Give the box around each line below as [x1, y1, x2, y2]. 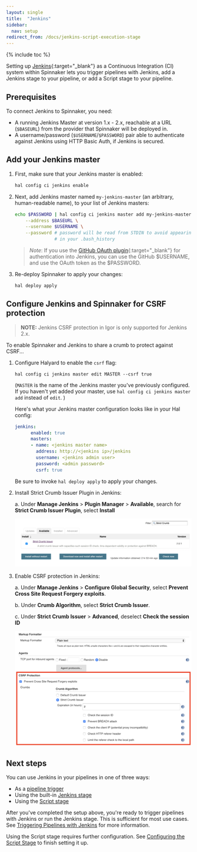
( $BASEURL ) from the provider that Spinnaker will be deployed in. [14, 125, 169, 132]
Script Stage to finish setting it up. [6, 839, 89, 846]
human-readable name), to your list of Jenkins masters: [14, 199, 149, 206]
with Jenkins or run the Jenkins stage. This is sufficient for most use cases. [6, 815, 189, 822]
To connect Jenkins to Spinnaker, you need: [6, 108, 113, 115]
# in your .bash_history [54, 236, 115, 242]
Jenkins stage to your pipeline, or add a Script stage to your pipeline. [6, 75, 173, 82]
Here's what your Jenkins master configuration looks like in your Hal [14, 405, 181, 412]
